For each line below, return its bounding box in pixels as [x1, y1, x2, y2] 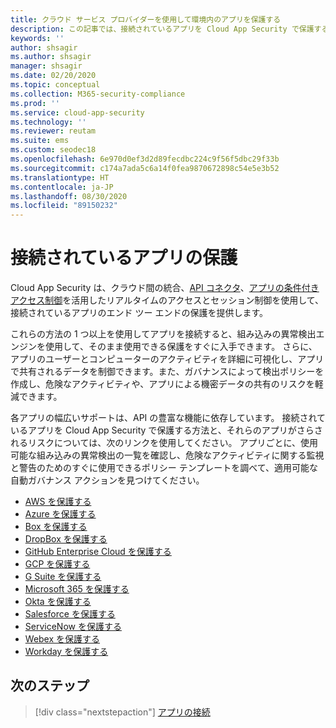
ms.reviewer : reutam [10, 126, 97, 136]
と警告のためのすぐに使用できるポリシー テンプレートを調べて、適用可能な [10, 462, 318, 474]
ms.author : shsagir [10, 52, 92, 62]
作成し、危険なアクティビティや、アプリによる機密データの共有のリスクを [10, 378, 315, 390]
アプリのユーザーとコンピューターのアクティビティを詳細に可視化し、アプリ [10, 353, 325, 365]
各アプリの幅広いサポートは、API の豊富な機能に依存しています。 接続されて [10, 412, 326, 424]
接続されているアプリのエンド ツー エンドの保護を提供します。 [10, 307, 269, 319]
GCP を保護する [24, 558, 91, 570]
